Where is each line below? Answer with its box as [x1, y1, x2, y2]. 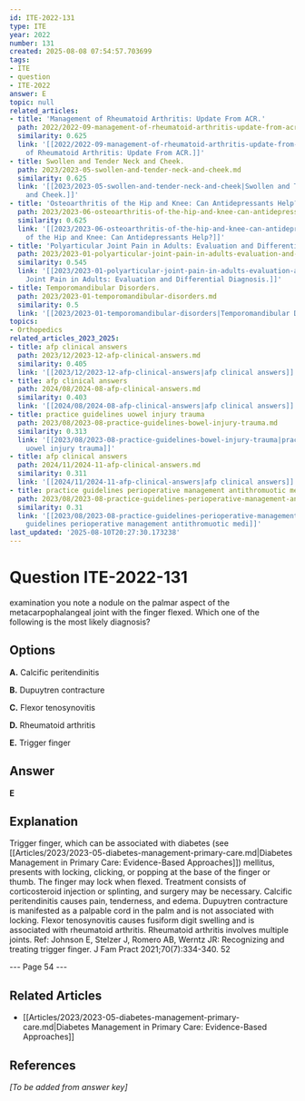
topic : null [9, 97, 54, 107]
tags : [9, 55, 30, 64]
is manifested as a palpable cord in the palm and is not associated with [9, 905, 274, 917]
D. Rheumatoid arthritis [9, 719, 96, 731]
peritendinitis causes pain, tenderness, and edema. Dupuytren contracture [9, 896, 289, 907]
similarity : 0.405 [17, 359, 88, 369]
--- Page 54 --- [9, 961, 68, 972]
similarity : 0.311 [17, 469, 88, 478]
